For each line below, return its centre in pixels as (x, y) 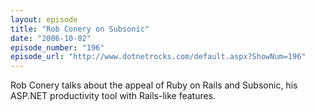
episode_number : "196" (57, 47)
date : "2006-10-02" (51, 38)
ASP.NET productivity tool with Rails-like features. (113, 96)
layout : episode (44, 19)
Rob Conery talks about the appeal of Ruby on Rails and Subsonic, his (154, 85)
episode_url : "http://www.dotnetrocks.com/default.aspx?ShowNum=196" (158, 57)
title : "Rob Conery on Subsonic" (80, 29)
